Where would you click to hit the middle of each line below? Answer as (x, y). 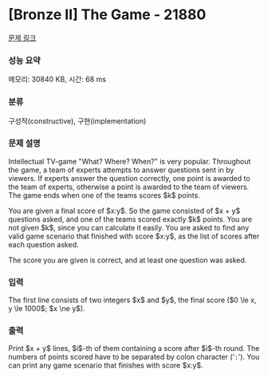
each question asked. (43, 244)
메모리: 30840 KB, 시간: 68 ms (57, 79)
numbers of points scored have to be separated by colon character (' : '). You (134, 357)
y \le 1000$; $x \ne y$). (47, 309)
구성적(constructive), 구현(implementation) (77, 120)
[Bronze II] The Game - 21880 (107, 15)
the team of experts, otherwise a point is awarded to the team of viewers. (129, 187)
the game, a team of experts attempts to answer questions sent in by (121, 170)
